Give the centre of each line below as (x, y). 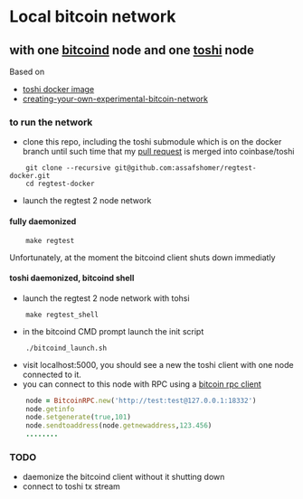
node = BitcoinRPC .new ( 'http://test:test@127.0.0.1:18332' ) (141, 400)
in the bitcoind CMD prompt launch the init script (113, 331)
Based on (27, 71)
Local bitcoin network (93, 17)
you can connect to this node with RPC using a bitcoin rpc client (142, 384)
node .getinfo (50, 409)
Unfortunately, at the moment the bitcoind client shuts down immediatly (142, 257)
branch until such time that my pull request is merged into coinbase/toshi (158, 152)
